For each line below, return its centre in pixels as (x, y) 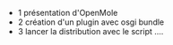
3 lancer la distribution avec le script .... (91, 31)
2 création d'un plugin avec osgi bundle (91, 22)
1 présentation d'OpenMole (68, 13)
